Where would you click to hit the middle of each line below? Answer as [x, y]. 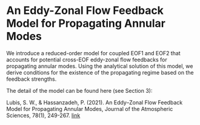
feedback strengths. [32, 79]
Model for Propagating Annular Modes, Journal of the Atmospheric [90, 109]
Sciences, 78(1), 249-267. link [43, 115]
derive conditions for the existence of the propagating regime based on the [100, 72]
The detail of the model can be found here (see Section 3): [79, 90]
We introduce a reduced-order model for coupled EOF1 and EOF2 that [93, 53]
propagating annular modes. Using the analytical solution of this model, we [100, 66]
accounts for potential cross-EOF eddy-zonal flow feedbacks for [87, 59]
